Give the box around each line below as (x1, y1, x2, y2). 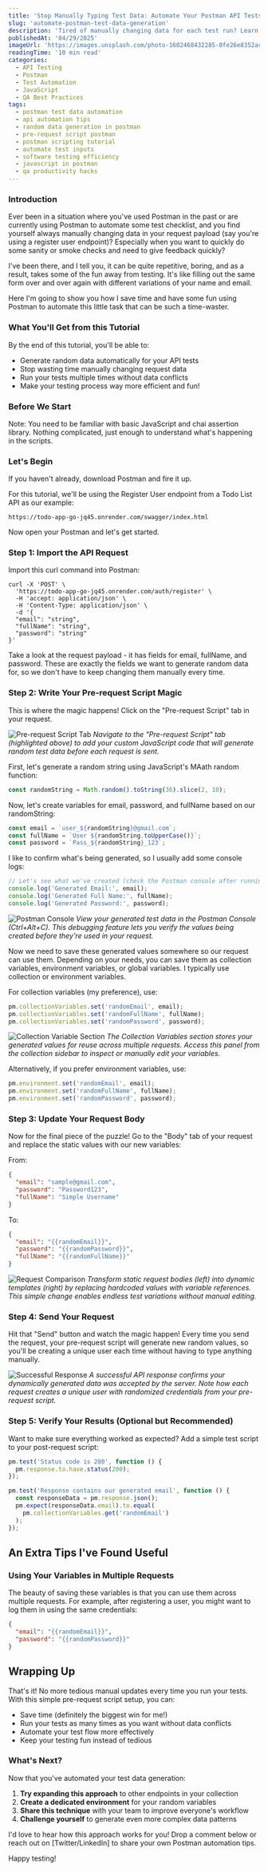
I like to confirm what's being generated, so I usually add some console (8, 853, 242, 863)
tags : (8, 100, 26, 108)
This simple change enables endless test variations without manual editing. (8, 1291, 257, 1301)
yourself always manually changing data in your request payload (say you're (8, 229, 259, 238)
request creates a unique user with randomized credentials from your (8, 1387, 237, 1396)
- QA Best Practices (15, 93, 84, 101)
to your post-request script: (8, 1442, 99, 1452)
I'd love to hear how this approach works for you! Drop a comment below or (8, 1830, 257, 1839)
